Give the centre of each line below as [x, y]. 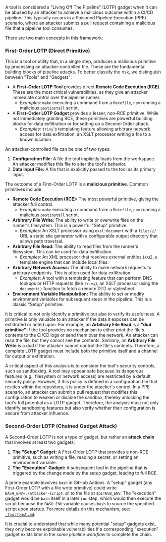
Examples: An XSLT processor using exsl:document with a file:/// [88, 231]
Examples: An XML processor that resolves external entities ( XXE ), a [88, 257]
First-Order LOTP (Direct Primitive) [48, 51]
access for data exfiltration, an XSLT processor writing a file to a [85, 134]
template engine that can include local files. [64, 262]
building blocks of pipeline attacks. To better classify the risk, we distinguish [83, 72]
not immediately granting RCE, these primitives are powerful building [82, 119]
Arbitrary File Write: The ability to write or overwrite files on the [78, 220]
